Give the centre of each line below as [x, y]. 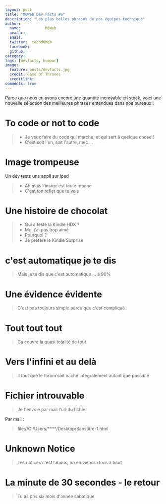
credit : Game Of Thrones [35, 74]
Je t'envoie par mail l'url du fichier [52, 410]
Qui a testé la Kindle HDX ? [52, 224]
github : [18, 51]
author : [13, 24]
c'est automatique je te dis [61, 260]
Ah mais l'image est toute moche [58, 185]
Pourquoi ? [36, 235]
